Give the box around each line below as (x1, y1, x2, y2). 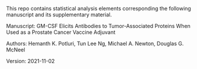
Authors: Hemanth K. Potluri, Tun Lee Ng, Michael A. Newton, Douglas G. (6, 40, 184, 47)
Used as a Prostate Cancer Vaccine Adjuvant (6, 29, 115, 36)
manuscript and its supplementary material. (6, 11, 112, 18)
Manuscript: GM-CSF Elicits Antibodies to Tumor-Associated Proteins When (6, 23, 191, 29)
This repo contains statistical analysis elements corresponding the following (6, 5, 191, 12)
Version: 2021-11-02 (6, 58, 55, 64)
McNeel (6, 46, 25, 53)
